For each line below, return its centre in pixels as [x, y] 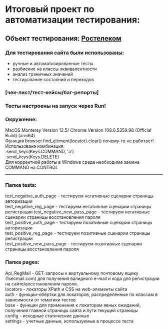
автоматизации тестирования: [72, 20]
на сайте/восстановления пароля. [42, 283]
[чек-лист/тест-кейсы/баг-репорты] [52, 92]
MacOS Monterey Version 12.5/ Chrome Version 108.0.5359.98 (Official [78, 130]
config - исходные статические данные [47, 315]
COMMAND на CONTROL [32, 168]
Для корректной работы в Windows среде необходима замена [72, 162]
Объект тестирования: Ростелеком [63, 38]
